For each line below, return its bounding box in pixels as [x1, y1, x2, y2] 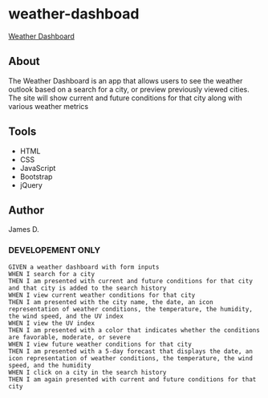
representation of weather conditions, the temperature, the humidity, [8, 305, 253, 313]
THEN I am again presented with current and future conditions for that [8, 375, 257, 384]
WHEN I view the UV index [8, 319, 95, 327]
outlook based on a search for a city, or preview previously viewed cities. [8, 84, 250, 94]
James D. [8, 225, 40, 234]
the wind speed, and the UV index [8, 312, 124, 320]
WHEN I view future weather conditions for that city [8, 340, 193, 348]
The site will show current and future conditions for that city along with [8, 93, 242, 103]
